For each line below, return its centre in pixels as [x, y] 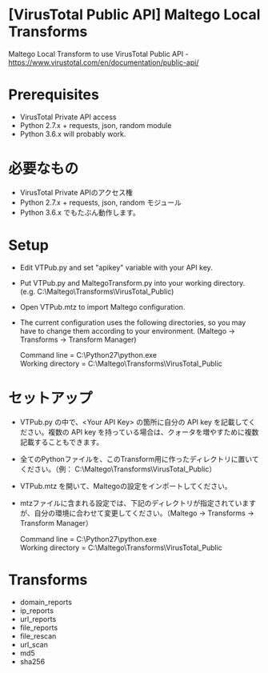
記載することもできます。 [62, 442]
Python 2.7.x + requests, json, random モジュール [101, 202]
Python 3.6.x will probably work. [73, 134]
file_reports [39, 627]
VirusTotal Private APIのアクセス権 [76, 192]
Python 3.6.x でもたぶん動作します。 [80, 212]
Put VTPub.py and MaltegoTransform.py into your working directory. [132, 282]
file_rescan [38, 636]
